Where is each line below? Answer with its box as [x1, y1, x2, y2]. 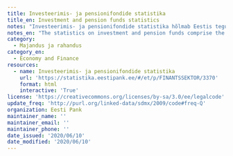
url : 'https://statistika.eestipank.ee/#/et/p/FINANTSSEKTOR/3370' [19, 74, 218, 81]
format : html [19, 81, 58, 88]
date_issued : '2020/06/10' [7, 132, 85, 139]
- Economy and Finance [13, 55, 79, 62]
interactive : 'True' [19, 87, 79, 94]
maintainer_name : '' [7, 113, 67, 119]
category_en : [7, 49, 45, 56]
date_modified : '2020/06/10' [7, 139, 92, 146]
